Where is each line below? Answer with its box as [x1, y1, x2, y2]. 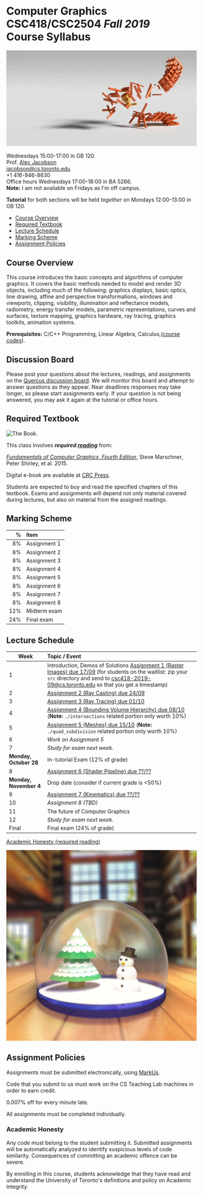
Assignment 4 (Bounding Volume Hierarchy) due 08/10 [47, 706, 185, 714]
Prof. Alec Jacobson [6, 159, 57, 166]
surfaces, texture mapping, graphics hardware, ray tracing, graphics [6, 312, 176, 320]
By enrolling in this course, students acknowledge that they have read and [6, 1170, 191, 1177]
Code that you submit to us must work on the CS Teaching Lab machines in [6, 1080, 194, 1088]
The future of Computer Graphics [47, 807, 130, 815]
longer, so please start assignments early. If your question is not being [6, 390, 181, 397]
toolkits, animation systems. [6, 319, 76, 326]
